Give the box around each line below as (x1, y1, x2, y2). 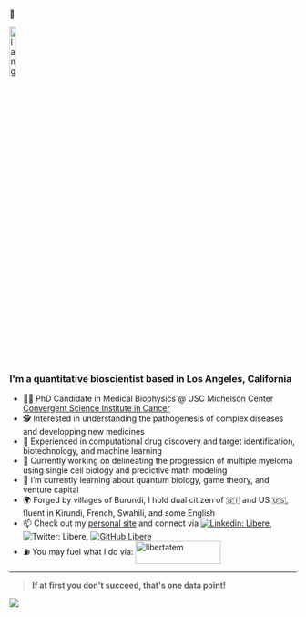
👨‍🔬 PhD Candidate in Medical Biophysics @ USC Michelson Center (22, 393, 274, 405)
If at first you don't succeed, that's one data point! (31, 580, 226, 591)
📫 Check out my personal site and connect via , (22, 518, 272, 529)
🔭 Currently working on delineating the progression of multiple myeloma (22, 456, 293, 467)
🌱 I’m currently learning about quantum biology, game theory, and (22, 475, 270, 486)
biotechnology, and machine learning (22, 446, 162, 457)
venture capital (22, 484, 79, 496)
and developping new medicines (22, 427, 145, 437)
